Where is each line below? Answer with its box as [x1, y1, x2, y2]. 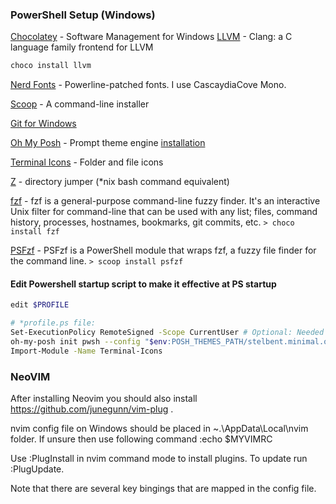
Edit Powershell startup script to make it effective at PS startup [10, 278, 277, 290]
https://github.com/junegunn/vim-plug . [10, 403, 174, 415]
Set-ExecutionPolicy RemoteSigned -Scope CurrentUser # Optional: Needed [10, 328, 325, 338]
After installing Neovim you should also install [10, 393, 198, 405]
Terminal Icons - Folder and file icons [10, 156, 164, 168]
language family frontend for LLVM [10, 41, 154, 53]
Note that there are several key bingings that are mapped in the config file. [10, 483, 317, 495]
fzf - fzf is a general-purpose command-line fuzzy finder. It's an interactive [10, 195, 321, 207]
